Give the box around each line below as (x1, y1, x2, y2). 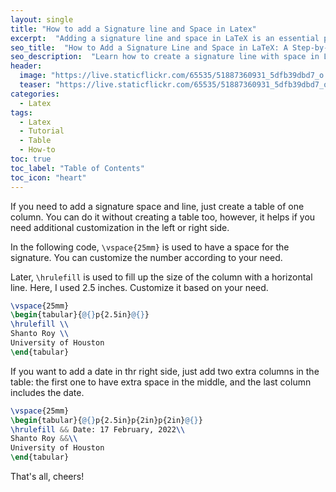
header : (10, 61, 43, 71)
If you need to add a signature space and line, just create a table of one (10, 200, 305, 212)
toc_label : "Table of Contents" (10, 163, 145, 173)
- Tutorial (19, 126, 65, 136)
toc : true (10, 154, 52, 164)
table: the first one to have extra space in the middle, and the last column (10, 376, 312, 388)
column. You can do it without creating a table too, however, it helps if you (10, 211, 316, 223)
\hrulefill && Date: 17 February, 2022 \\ (10, 424, 186, 435)
